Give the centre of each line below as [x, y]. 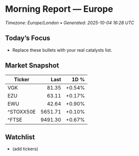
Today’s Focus [28, 38]
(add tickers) [25, 149]
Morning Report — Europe [59, 9]
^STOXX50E [22, 112]
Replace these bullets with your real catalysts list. [62, 50]
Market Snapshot [32, 66]
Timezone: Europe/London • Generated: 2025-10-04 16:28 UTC [70, 23]
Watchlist [20, 137]
